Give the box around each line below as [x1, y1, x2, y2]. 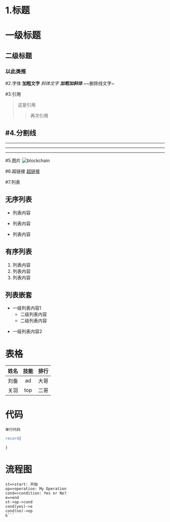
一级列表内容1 [12, 305, 41, 311]
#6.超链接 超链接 [5, 168, 40, 174]
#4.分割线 [5, 129, 36, 137]
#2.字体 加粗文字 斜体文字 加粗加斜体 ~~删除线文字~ [5, 81, 115, 87]
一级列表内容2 [12, 329, 42, 335]
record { [5, 436, 22, 441]
